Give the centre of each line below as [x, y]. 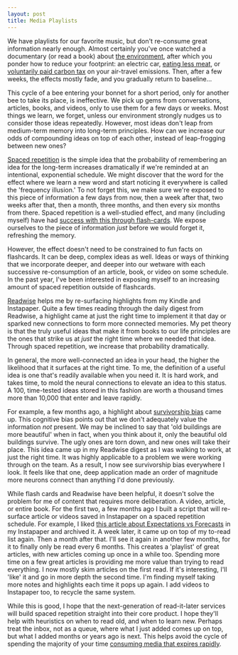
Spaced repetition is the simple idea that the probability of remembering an [117, 159]
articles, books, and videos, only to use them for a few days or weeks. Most [118, 108]
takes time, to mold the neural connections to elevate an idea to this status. [117, 383]
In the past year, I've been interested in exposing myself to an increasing [114, 279]
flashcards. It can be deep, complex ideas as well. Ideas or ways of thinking [118, 257]
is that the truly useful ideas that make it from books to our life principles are [119, 331]
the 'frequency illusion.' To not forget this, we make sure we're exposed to [116, 190]
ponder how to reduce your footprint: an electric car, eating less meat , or [114, 63]
